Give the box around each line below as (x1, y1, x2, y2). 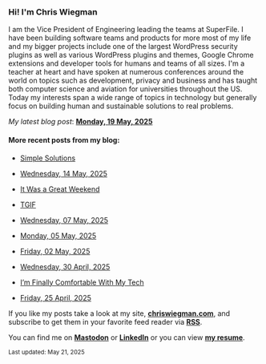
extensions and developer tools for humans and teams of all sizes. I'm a (8, 59, 245, 68)
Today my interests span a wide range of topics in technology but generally (8, 93, 257, 103)
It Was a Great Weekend (19, 184, 100, 194)
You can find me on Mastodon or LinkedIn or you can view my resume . (8, 332, 246, 342)
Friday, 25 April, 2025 (19, 293, 92, 302)
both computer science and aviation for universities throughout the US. (8, 84, 243, 94)
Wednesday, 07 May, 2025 (19, 215, 109, 224)
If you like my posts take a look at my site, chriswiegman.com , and (8, 308, 231, 318)
